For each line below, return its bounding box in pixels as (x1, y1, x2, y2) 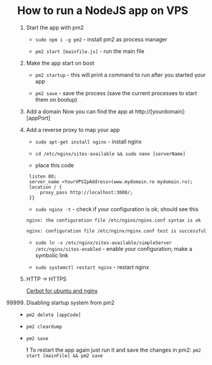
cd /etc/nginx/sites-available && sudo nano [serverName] (35, 151, 186, 157)
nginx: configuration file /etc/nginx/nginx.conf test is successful (26, 228, 207, 234)
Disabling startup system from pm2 (26, 298, 115, 306)
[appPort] (26, 114, 51, 121)
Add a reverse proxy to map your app (26, 126, 120, 133)
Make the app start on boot (26, 59, 95, 67)
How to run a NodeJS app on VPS (17, 4, 189, 18)
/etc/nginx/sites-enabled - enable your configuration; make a (35, 245, 193, 252)
